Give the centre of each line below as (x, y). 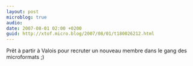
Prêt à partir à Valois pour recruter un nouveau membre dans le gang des (97, 51)
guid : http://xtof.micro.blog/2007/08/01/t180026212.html (80, 34)
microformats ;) (25, 57)
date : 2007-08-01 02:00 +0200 (44, 28)
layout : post (23, 12)
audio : (14, 23)
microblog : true (26, 17)
